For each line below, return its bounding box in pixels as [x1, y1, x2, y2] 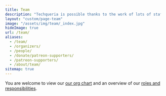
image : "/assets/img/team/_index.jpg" [5, 21, 85, 26]
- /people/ [9, 48, 32, 53]
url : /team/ [5, 30, 30, 35]
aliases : [5, 35, 23, 40]
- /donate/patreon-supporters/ [9, 53, 74, 58]
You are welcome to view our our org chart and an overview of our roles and [5, 80, 161, 86]
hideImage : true [5, 26, 39, 31]
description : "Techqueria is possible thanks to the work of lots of [5, 12, 152, 17]
